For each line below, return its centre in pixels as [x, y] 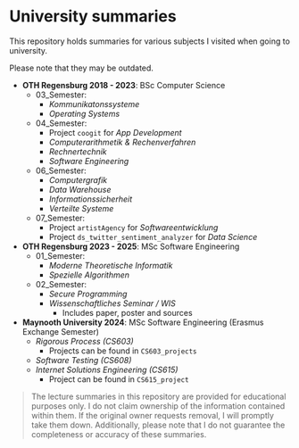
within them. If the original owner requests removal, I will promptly [153, 415]
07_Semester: [60, 218]
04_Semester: [61, 123]
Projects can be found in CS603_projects [123, 351]
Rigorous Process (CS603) [84, 341]
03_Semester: [61, 95]
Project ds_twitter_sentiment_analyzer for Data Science [153, 236]
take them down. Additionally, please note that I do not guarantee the [158, 425]
